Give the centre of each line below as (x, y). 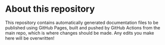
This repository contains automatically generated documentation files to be (82, 22)
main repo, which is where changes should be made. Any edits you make (80, 33)
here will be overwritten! (30, 38)
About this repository (50, 9)
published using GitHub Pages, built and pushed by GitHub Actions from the (83, 27)
